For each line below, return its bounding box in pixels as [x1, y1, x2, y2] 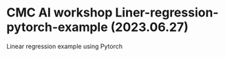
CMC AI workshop [6, 5, 113, 21]
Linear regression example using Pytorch [6, 42, 123, 50]
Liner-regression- [115, 5, 219, 21]
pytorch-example [6, 19, 108, 35]
